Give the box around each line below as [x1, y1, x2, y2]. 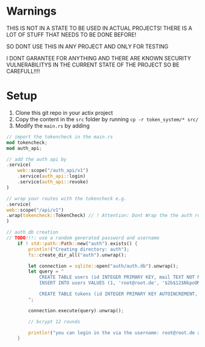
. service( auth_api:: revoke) [17, 179, 88, 185]
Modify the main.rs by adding [15, 122, 90, 129]
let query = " [28, 268, 64, 275]
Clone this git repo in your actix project [15, 109, 113, 116]
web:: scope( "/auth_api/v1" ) [17, 168, 88, 174]
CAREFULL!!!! [6, 67, 40, 74]
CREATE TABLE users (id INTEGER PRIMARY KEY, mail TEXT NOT [38, 274, 195, 281]
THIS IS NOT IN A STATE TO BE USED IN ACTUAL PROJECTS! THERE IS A [6, 24, 192, 32]
